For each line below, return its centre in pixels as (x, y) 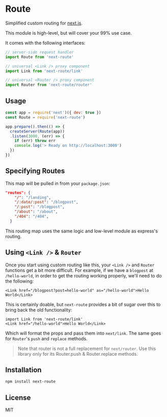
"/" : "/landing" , (33, 197)
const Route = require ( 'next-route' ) (45, 117)
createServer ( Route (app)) (37, 131)
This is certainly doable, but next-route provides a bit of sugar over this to (83, 304)
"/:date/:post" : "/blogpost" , (47, 202)
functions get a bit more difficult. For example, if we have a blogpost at (79, 270)
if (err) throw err (35, 141)
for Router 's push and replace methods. (46, 338)
